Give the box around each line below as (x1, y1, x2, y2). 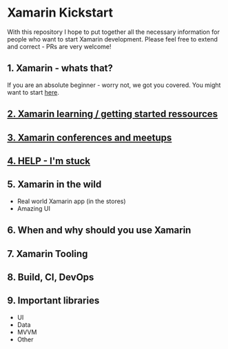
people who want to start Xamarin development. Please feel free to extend (7, 35, 218, 43)
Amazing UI (17, 204, 50, 212)
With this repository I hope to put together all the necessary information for (7, 28, 220, 36)
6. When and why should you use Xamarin (7, 225, 191, 236)
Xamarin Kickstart (7, 5, 114, 21)
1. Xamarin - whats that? (7, 62, 114, 74)
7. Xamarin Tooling (7, 247, 88, 260)
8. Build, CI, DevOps (7, 271, 94, 283)
